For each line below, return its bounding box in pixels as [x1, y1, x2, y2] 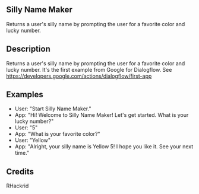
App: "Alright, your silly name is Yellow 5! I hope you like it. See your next [14, 143, 194, 150]
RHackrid [6, 182, 29, 189]
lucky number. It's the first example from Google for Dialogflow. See [6, 66, 172, 73]
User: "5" [14, 124, 38, 131]
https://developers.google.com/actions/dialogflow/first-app [6, 72, 152, 79]
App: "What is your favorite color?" [14, 131, 100, 138]
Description [6, 44, 50, 54]
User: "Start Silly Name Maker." [14, 105, 91, 112]
